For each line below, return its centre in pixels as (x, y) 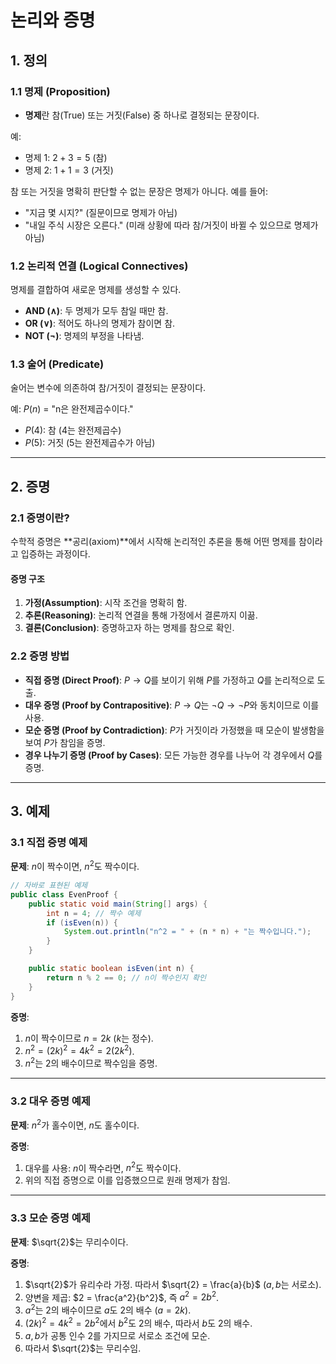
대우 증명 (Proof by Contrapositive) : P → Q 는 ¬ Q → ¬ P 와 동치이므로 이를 (172, 705)
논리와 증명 (53, 20)
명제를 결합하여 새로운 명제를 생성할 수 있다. (96, 290)
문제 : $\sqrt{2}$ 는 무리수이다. (69, 1242)
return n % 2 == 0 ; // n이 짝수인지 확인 (126, 977)
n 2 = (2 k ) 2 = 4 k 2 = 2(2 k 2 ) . (79, 1050)
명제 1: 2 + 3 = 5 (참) (66, 157)
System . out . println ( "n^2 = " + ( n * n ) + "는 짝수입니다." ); (187, 932)
